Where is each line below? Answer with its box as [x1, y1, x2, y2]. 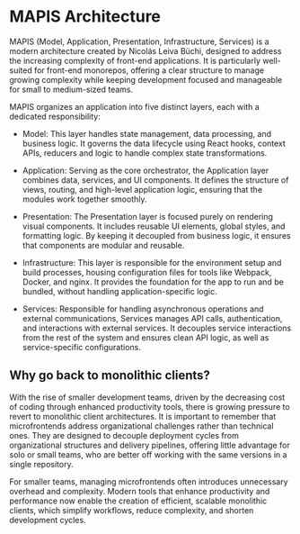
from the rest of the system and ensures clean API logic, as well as [22, 331, 269, 343]
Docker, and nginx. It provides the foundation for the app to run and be [22, 276, 285, 287]
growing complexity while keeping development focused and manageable [9, 74, 283, 85]
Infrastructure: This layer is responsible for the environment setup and [22, 257, 282, 267]
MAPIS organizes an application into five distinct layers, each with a [9, 101, 260, 112]
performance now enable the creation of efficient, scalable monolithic [9, 495, 268, 506]
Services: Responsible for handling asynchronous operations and [22, 303, 264, 314]
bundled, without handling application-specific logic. [22, 285, 217, 296]
